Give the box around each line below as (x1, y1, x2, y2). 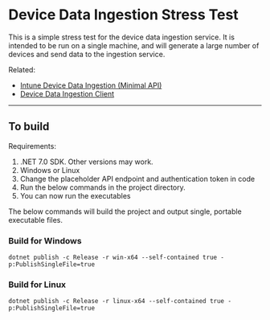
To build (8, 120, 50, 133)
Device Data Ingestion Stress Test (8, 6, 239, 24)
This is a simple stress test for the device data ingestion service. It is (8, 32, 235, 42)
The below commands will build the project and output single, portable (8, 207, 243, 216)
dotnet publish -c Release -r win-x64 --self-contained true (8, 253, 218, 262)
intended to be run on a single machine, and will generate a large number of (8, 40, 260, 50)
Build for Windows (8, 235, 82, 246)
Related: (8, 64, 36, 74)
